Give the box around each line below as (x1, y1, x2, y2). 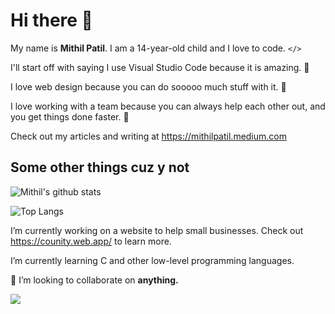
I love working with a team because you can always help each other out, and (10, 100, 326, 112)
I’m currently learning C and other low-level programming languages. (10, 254, 295, 266)
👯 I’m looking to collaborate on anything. (10, 274, 179, 286)
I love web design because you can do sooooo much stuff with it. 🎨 (10, 80, 287, 93)
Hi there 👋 (10, 9, 93, 32)
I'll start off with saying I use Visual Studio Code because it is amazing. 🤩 (10, 61, 310, 73)
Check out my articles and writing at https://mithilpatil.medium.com (10, 130, 287, 142)
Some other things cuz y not (10, 159, 190, 176)
